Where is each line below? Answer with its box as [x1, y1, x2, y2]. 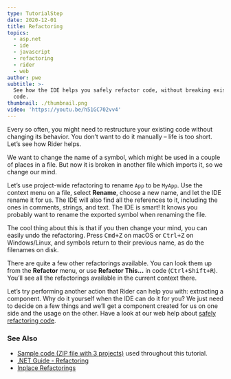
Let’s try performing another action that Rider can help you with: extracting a [7, 287, 224, 295]
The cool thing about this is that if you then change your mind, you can [7, 223, 208, 232]
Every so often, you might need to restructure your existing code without [7, 125, 213, 133]
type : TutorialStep [7, 10, 63, 17]
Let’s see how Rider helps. [7, 139, 82, 148]
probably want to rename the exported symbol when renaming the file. [7, 210, 207, 218]
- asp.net [13, 36, 41, 43]
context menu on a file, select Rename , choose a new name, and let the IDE [7, 188, 222, 196]
